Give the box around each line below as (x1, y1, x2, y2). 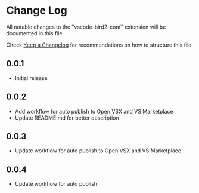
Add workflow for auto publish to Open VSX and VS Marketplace (14, 108, 174, 115)
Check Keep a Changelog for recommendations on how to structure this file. (6, 41, 194, 48)
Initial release (14, 74, 48, 81)
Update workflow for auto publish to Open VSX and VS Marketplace (14, 147, 182, 154)
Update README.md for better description (14, 114, 119, 121)
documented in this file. (6, 29, 64, 36)
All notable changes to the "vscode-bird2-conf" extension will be (6, 23, 166, 30)
